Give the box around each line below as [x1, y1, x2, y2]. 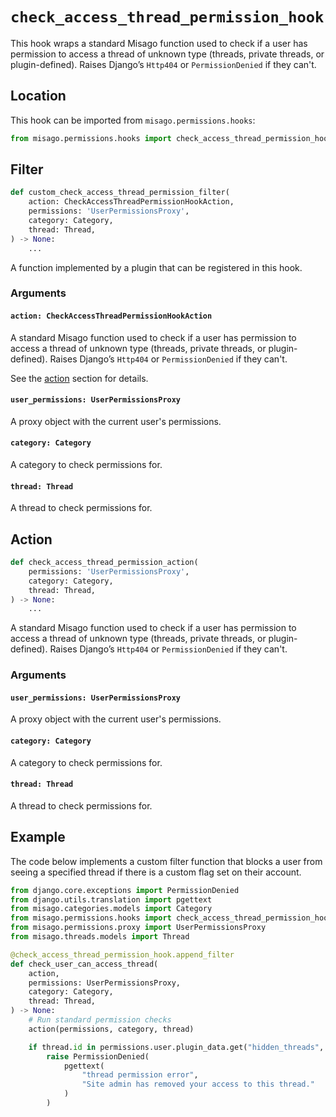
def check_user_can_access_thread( [10, 959, 159, 969]
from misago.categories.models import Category [10, 904, 213, 914]
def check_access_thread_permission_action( [10, 558, 199, 568]
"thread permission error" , [81, 1070, 199, 1080]
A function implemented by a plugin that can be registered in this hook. [10, 261, 303, 273]
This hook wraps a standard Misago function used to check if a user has [10, 37, 308, 49]
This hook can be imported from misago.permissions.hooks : [10, 114, 256, 126]
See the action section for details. [10, 372, 149, 384]
